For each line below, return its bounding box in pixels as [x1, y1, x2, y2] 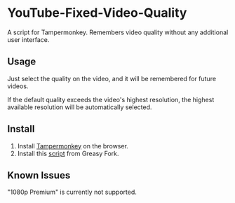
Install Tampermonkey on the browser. [17, 141, 128, 150]
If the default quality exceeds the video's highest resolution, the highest [7, 95, 215, 104]
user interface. [7, 35, 50, 43]
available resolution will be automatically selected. [7, 103, 152, 111]
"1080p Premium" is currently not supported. [7, 188, 137, 197]
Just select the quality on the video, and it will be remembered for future [7, 74, 216, 83]
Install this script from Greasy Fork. [17, 149, 119, 157]
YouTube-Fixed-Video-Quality [7, 5, 187, 21]
